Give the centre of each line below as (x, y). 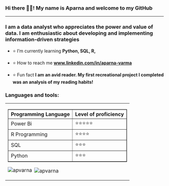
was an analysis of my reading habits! (53, 82)
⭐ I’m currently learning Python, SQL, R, (54, 51)
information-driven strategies (42, 40)
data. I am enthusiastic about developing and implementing (79, 33)
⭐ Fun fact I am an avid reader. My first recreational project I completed (88, 74)
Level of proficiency (100, 114)
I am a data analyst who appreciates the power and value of (79, 27)
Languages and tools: (32, 95)
